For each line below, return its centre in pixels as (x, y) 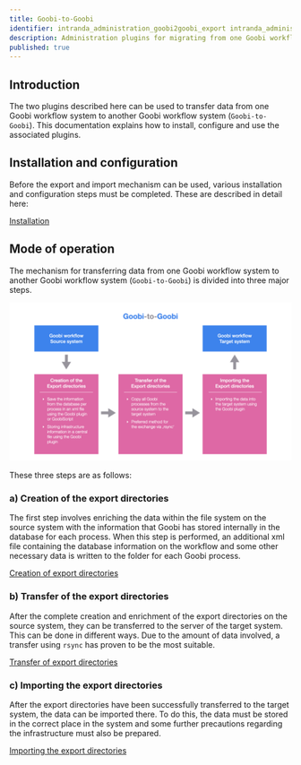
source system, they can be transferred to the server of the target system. (146, 625)
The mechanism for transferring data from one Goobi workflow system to (144, 271)
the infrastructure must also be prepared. (85, 734)
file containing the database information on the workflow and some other (144, 546)
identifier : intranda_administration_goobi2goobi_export (118, 28)
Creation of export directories (64, 573)
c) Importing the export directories (86, 685)
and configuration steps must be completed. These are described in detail (146, 193)
